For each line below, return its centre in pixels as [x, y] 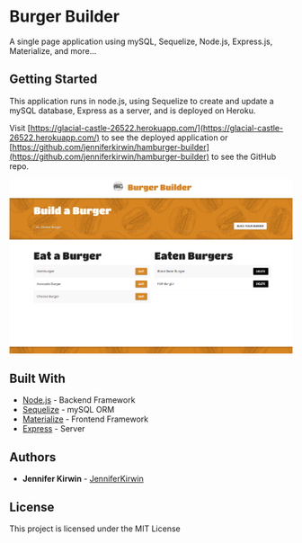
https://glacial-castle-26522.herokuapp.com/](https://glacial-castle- [157, 128]
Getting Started [53, 80]
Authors [33, 457]
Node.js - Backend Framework [79, 400]
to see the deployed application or [165, 138]
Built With [37, 378]
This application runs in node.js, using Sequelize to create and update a [142, 101]
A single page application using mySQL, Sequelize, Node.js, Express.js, [141, 41]
